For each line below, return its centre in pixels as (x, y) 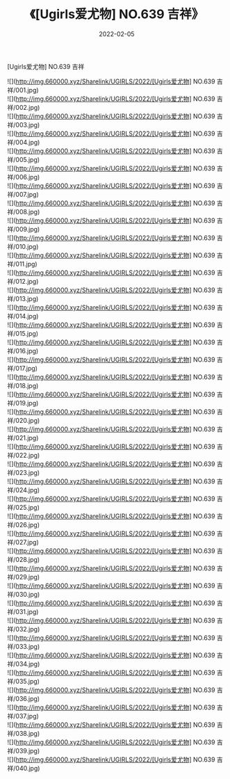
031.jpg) (27, 611)
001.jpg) (27, 90)
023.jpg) (28, 472)
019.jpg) (27, 403)
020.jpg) (28, 420)
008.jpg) (28, 211)
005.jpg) (28, 159)
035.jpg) (28, 681)
